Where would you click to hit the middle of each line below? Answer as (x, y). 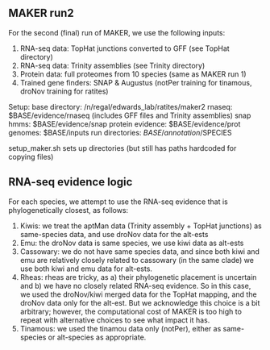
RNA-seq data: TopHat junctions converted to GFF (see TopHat (125, 48)
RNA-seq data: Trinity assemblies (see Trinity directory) (112, 65)
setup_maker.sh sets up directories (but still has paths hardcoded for (123, 148)
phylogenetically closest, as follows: (69, 210)
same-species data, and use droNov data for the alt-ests (114, 234)
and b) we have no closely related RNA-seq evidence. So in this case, (135, 285)
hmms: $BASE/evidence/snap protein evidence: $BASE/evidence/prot (125, 123)
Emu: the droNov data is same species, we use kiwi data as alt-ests (132, 243)
